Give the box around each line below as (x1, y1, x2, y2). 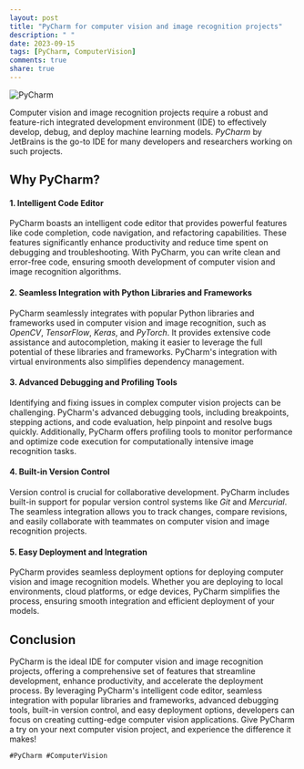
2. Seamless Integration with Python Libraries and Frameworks (9, 287, 253, 298)
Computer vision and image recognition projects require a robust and (9, 107, 269, 118)
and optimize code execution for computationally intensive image (9, 435, 254, 447)
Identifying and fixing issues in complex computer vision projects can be (9, 397, 281, 408)
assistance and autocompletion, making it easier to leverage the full (9, 337, 263, 348)
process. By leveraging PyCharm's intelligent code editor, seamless (9, 685, 262, 696)
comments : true (9, 56, 67, 65)
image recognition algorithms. (9, 266, 122, 277)
